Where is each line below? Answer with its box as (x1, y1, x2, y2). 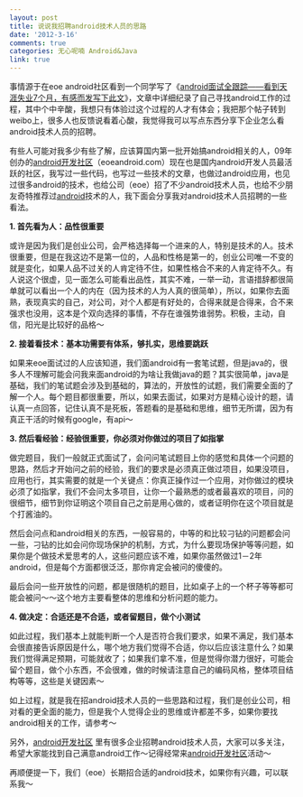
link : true (9, 55, 50, 64)
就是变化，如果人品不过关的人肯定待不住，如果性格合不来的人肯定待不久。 (9, 263, 286, 273)
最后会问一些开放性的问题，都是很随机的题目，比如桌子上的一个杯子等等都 (9, 581, 286, 591)
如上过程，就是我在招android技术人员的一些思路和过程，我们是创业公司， (9, 695, 283, 705)
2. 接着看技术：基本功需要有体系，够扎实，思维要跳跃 (9, 338, 209, 348)
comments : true (9, 38, 67, 48)
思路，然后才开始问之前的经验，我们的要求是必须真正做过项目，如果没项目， (9, 464, 294, 474)
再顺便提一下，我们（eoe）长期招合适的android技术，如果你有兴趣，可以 (9, 767, 281, 777)
